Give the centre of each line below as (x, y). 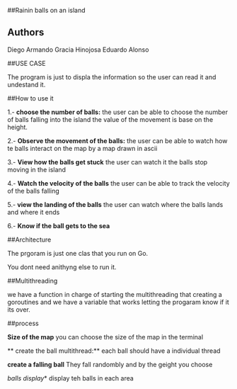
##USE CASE (27, 63)
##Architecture (29, 239)
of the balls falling (34, 191)
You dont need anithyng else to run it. (62, 267)
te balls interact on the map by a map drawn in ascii (82, 148)
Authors (26, 32)
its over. (19, 309)
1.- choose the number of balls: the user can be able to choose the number (118, 112)
